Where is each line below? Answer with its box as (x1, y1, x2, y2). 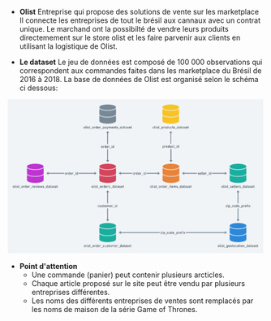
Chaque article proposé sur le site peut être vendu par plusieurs (31, 279, 245, 288)
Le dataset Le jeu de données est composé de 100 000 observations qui (19, 57, 263, 67)
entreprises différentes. (31, 288, 110, 297)
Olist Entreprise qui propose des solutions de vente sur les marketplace (19, 7, 260, 16)
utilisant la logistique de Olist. (19, 41, 118, 51)
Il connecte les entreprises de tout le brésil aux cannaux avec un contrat (19, 15, 261, 25)
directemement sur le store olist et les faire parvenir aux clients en (19, 33, 241, 42)
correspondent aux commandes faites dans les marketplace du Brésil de (19, 66, 262, 76)
